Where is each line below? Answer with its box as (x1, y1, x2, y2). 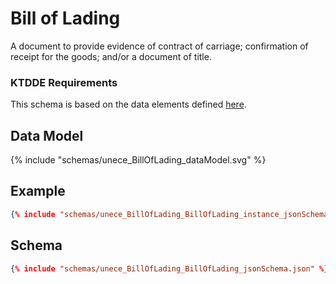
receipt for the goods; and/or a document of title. (10, 50, 212, 62)
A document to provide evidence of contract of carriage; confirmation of (10, 40, 309, 52)
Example (10, 183, 66, 200)
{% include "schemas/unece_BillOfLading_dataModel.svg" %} (10, 154, 267, 166)
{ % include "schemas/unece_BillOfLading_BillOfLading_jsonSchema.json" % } (10, 263, 329, 274)
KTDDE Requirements (10, 75, 118, 89)
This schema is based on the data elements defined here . (10, 98, 247, 111)
